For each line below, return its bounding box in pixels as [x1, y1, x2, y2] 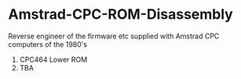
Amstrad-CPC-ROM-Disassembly [8, 5, 233, 23]
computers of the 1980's [8, 39, 88, 48]
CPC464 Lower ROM [19, 55, 88, 64]
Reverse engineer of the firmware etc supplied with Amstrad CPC [8, 31, 220, 41]
